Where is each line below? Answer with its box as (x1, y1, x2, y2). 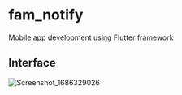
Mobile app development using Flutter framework (8, 32, 174, 42)
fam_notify (8, 6, 84, 24)
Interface (8, 56, 56, 70)
